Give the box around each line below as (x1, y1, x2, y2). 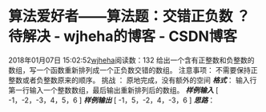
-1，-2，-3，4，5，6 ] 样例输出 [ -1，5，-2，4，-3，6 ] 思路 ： (8, 95, 216, 105)
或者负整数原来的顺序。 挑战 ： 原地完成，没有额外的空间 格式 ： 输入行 (22, 75, 257, 85)
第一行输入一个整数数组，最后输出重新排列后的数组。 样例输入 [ (8, 85, 219, 94)
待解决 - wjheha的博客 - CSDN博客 (8, 27, 238, 46)
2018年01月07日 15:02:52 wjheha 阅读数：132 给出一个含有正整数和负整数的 (8, 55, 255, 65)
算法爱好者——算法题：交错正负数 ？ (8, 7, 251, 26)
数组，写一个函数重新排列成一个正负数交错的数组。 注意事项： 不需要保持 (8, 65, 251, 74)
